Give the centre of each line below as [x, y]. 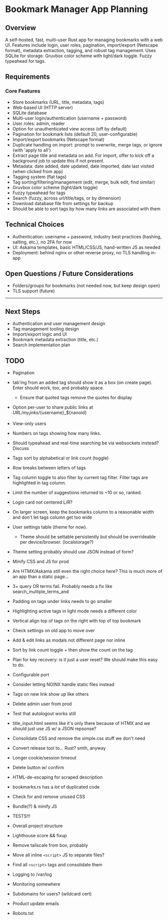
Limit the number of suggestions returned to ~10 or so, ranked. [77, 492]
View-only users [29, 423]
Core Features [23, 91]
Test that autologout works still [44, 713]
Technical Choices [35, 224]
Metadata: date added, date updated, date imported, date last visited [83, 166]
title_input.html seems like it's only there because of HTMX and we [81, 723]
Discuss [20, 448]
